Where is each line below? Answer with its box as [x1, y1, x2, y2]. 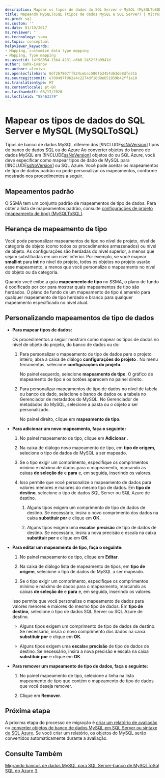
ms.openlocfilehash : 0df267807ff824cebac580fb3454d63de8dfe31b [5, 71, 137, 76]
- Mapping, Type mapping [5, 53, 56, 58]
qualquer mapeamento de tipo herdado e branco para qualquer [5, 294, 133, 300]
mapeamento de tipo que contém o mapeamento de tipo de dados [19, 678, 154, 684]
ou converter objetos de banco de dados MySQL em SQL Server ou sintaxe [5, 725, 158, 731]
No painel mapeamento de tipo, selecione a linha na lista [19, 672, 134, 678]
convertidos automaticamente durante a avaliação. [5, 735, 108, 741]
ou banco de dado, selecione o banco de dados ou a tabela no [19, 391, 146, 397]
